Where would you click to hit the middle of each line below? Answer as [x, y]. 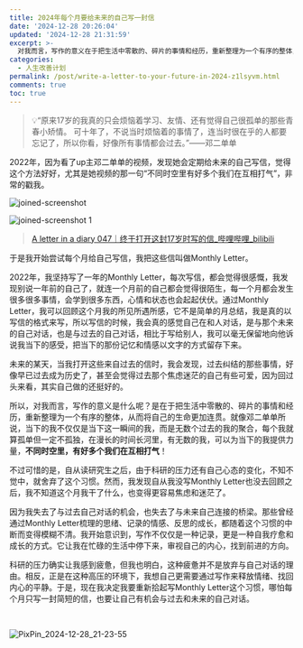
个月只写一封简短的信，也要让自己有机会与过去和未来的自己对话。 [132, 598]
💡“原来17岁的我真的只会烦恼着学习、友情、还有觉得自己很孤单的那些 [158, 120]
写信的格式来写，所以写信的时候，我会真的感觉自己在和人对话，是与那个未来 [151, 322]
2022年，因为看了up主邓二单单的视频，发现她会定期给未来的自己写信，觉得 [150, 162]
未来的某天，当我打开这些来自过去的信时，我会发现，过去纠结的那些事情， [147, 364]
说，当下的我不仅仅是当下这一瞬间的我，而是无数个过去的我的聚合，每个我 [147, 428]
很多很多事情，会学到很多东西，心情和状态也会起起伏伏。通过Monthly [139, 300]
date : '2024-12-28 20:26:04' [64, 26]
